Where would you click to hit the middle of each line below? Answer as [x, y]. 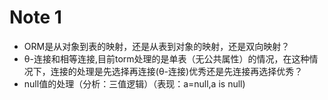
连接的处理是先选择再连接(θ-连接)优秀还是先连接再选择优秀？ [177, 71]
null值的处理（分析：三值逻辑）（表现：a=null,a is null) [134, 83]
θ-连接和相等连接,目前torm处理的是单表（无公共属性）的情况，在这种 [166, 58]
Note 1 [35, 17]
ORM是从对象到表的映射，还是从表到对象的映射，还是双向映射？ [157, 46]
